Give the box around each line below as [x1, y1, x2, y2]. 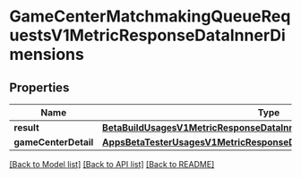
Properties [9, 80, 70, 95]
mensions [9, 45, 85, 64]
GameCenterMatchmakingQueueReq [9, 6, 291, 27]
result [13, 122, 40, 133]
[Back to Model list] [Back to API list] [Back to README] [9, 159, 215, 169]
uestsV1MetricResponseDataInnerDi [9, 25, 287, 46]
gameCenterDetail [13, 136, 94, 148]
